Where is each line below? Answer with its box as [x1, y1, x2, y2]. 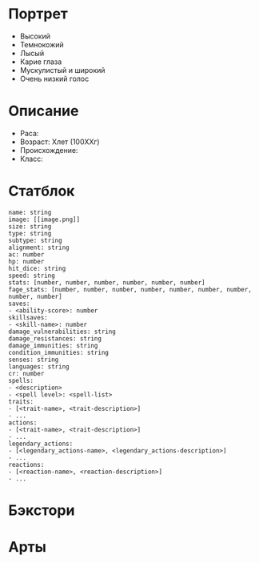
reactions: [8, 460, 45, 468]
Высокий [19, 31, 50, 41]
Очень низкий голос [19, 74, 90, 83]
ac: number [8, 250, 45, 259]
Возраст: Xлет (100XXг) [19, 137, 100, 147]
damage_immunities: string [8, 341, 98, 349]
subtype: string [8, 236, 62, 244]
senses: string [8, 356, 59, 364]
